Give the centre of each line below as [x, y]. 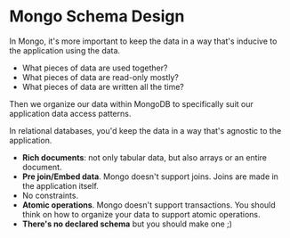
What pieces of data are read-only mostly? [101, 77]
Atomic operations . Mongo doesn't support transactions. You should [149, 205]
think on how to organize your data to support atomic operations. [141, 214]
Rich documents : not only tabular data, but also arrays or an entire [145, 157]
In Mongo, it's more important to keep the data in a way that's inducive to [143, 41]
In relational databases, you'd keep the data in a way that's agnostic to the [145, 130]
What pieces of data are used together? [95, 68]
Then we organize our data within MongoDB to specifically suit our [131, 103]
